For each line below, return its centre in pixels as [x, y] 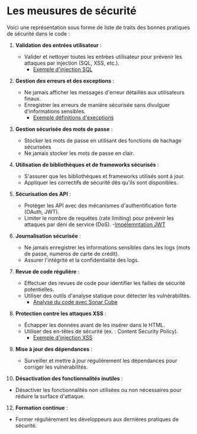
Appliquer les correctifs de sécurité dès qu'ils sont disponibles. [101, 182]
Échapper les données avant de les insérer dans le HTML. [94, 325]
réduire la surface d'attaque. [50, 396]
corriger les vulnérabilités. [56, 367]
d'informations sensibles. [55, 111]
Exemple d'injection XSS [63, 337]
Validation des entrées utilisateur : [59, 45]
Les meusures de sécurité [72, 11]
